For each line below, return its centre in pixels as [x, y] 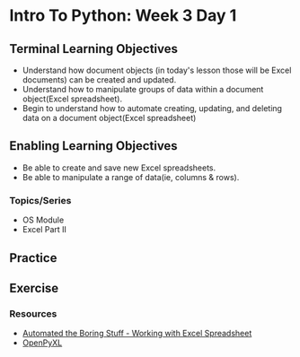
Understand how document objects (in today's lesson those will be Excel [157, 70]
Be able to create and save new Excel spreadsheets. [119, 168]
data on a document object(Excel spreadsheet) [109, 118]
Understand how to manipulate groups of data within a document [143, 89]
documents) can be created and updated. [99, 80]
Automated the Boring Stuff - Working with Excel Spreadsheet [137, 334]
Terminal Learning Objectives [93, 49]
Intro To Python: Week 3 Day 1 [123, 16]
